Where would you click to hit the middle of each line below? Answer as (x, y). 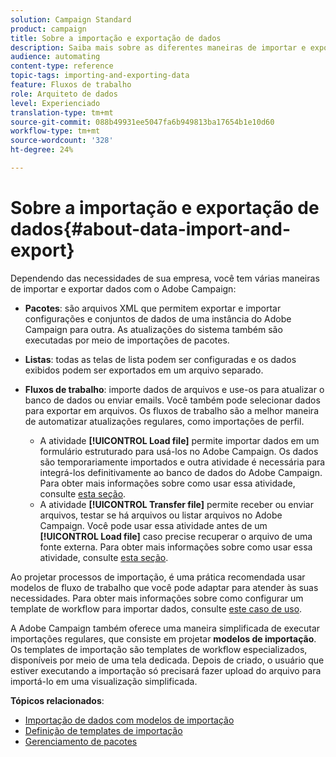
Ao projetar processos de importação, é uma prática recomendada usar (158, 577)
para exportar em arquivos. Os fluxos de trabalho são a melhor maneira (172, 410)
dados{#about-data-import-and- (150, 229)
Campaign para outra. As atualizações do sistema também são (153, 329)
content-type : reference (62, 66)
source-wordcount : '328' (62, 141)
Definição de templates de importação (103, 730)
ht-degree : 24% (42, 150)
